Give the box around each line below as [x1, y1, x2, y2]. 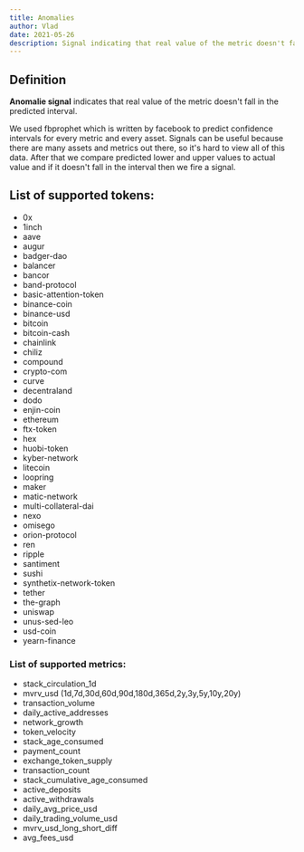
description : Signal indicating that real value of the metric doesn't [9, 38, 285, 48]
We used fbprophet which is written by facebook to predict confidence [9, 123, 274, 134]
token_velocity [22, 726, 77, 738]
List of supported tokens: [9, 187, 155, 204]
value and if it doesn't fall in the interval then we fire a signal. [9, 162, 236, 173]
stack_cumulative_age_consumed [22, 775, 148, 786]
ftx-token [22, 423, 57, 435]
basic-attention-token [22, 289, 104, 300]
